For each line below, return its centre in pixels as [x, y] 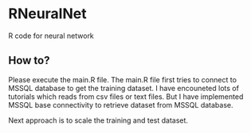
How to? [29, 61]
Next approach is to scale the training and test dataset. [98, 120]
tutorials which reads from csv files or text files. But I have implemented [126, 97]
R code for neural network [51, 36]
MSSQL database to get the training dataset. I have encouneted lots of [124, 88]
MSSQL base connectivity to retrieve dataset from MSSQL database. [121, 104]
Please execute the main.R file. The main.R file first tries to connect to [123, 79]
